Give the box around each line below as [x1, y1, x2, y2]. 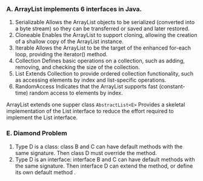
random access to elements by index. [29, 90, 123, 97]
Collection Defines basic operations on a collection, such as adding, [15, 57, 185, 65]
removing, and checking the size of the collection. [15, 64, 141, 71]
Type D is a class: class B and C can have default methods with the [15, 143, 183, 150]
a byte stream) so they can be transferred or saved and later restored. [15, 25, 190, 32]
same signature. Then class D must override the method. [15, 149, 158, 156]
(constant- [159, 83, 185, 90]
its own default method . [15, 168, 76, 176]
